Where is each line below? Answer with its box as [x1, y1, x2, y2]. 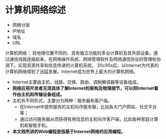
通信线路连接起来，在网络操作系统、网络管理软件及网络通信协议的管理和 [9, 56, 157, 62]
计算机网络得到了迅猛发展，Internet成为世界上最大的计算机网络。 [5, 68, 138, 74]
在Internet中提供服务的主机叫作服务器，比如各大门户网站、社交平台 [19, 103, 157, 109]
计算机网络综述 [5, 4, 66, 16]
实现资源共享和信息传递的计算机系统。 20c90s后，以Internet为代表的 [18, 62, 159, 68]
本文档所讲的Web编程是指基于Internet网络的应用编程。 [12, 128, 125, 134]
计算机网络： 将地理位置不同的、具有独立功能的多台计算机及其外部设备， [5, 50, 154, 56]
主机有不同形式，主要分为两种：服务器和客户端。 [12, 97, 112, 103]
